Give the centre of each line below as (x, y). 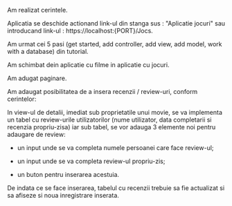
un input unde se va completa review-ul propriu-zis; (91, 161)
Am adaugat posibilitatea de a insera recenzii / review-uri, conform (102, 92)
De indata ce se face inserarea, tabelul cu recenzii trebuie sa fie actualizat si (116, 188)
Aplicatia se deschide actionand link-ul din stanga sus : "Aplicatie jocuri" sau (116, 23)
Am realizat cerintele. (37, 10)
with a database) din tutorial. (48, 51)
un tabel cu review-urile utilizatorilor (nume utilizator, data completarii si (110, 120)
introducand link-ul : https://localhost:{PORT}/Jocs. (80, 31)
